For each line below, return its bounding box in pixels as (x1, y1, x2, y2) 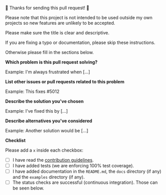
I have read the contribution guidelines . (12, 157, 94, 163)
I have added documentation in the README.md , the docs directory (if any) (12, 168, 162, 174)
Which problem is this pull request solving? (5, 59, 98, 65)
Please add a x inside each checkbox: (5, 147, 84, 153)
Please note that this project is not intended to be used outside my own (5, 15, 152, 20)
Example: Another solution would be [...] (5, 128, 89, 133)
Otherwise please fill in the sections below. (5, 50, 94, 55)
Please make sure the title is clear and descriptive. (5, 30, 110, 35)
